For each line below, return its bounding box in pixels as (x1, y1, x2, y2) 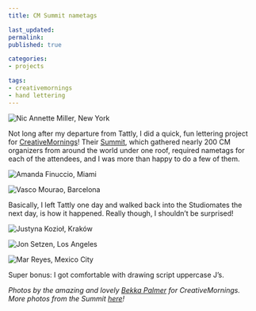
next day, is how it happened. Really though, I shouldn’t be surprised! (8, 208, 234, 218)
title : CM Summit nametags (8, 11, 97, 20)
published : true (8, 40, 62, 48)
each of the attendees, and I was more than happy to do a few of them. (8, 154, 240, 163)
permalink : (8, 33, 44, 41)
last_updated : (8, 25, 55, 34)
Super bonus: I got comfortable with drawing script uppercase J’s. (8, 270, 224, 279)
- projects (8, 63, 44, 71)
